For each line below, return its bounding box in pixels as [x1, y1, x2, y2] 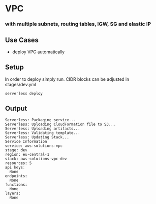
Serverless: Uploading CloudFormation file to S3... [5, 122, 116, 127]
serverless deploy [5, 91, 43, 96]
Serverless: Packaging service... [5, 117, 76, 122]
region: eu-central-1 [5, 152, 50, 157]
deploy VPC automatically [12, 49, 65, 55]
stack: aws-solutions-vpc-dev [5, 156, 67, 161]
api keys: [5, 165, 26, 170]
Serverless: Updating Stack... [5, 135, 69, 139]
